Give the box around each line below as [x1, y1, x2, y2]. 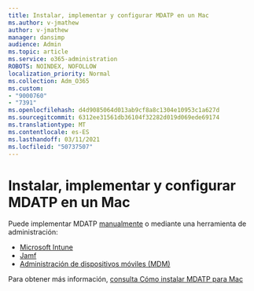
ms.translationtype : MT [8, 121, 87, 129]
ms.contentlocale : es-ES [8, 128, 90, 136]
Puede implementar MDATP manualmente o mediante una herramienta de [8, 219, 247, 228]
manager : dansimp [8, 33, 65, 42]
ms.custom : [8, 84, 44, 93]
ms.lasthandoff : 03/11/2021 [8, 135, 101, 144]
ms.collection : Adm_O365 [8, 77, 90, 85]
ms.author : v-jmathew [8, 19, 79, 27]
